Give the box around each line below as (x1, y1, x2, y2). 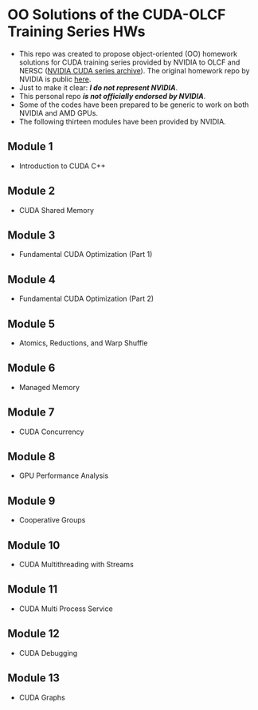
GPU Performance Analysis (18, 471, 109, 480)
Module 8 (7, 450, 56, 463)
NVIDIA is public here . (18, 74, 92, 84)
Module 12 (7, 627, 61, 641)
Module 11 (7, 582, 58, 596)
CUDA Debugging (18, 648, 78, 657)
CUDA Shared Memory (18, 205, 95, 215)
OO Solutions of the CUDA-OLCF (7, 6, 226, 24)
